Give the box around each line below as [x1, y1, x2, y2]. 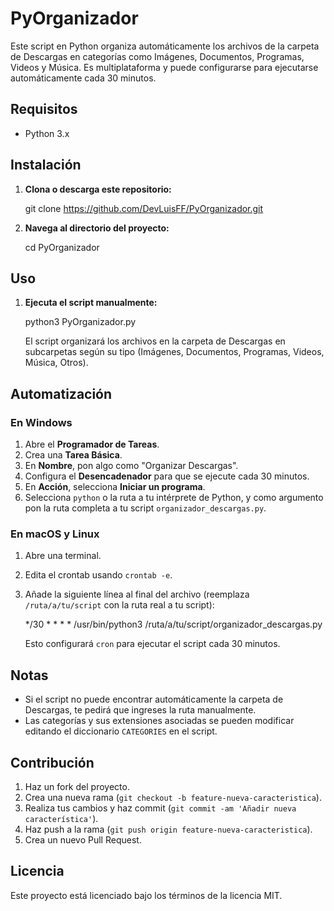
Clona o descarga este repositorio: [24, 183, 172, 195]
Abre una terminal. [24, 550, 102, 562]
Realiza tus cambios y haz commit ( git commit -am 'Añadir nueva [24, 802, 297, 814]
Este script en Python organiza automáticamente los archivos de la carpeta [10, 40, 320, 52]
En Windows [10, 415, 73, 429]
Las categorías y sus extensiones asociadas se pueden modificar [24, 715, 295, 727]
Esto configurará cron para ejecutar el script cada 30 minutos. [24, 638, 281, 650]
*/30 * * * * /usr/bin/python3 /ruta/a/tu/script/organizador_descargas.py [24, 618, 323, 631]
